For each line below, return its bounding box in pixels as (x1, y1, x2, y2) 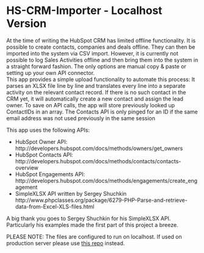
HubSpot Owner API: (15, 138, 68, 145)
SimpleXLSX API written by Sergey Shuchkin (15, 190, 127, 197)
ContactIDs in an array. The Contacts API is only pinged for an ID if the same (6, 108, 198, 115)
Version (6, 16, 47, 30)
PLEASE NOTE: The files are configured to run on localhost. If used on (6, 233, 183, 240)
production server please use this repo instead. (6, 239, 125, 247)
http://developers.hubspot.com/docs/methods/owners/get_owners (15, 144, 183, 152)
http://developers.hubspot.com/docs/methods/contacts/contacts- (15, 157, 181, 165)
